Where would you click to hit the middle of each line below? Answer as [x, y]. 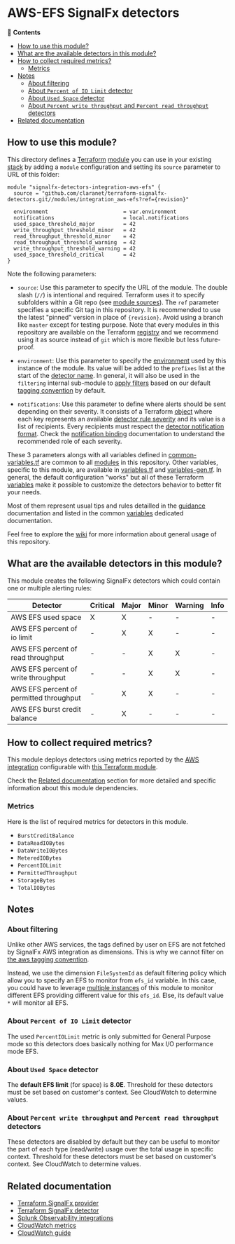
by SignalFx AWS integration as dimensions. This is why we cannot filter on [115, 952]
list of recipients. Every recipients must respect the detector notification [121, 426]
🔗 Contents [24, 32]
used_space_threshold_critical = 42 [75, 255]
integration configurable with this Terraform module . [83, 767]
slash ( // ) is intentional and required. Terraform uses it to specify [111, 295]
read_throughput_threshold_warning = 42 [75, 242]
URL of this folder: [33, 174]
